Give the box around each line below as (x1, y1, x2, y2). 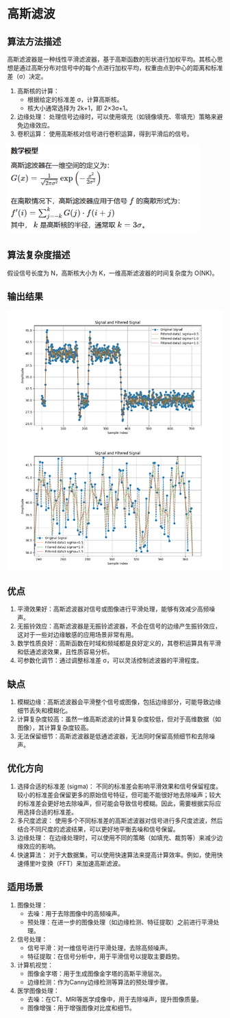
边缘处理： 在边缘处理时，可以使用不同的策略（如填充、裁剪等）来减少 (16, 834, 217, 842)
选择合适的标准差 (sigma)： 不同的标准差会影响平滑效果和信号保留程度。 (16, 782, 222, 790)
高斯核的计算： (16, 87, 60, 95)
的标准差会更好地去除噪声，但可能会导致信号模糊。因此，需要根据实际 (16, 799, 216, 808)
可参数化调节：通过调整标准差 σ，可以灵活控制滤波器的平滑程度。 (16, 656, 203, 665)
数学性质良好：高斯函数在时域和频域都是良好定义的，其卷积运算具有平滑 (16, 639, 221, 648)
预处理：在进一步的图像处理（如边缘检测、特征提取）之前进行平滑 (27, 918, 214, 926)
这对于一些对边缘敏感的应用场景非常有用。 (16, 631, 138, 639)
